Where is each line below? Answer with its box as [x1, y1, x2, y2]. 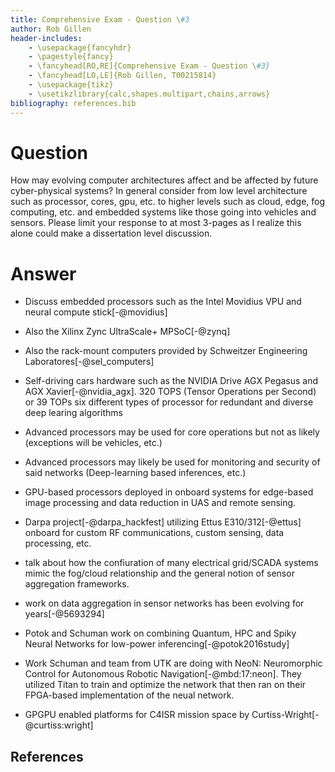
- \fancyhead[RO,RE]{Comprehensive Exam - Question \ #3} [28, 61, 271, 71]
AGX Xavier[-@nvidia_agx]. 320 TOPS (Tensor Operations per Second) [24, 386, 317, 398]
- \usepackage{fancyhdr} [28, 42, 132, 53]
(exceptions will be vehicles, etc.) [24, 437, 163, 449]
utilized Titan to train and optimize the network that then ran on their [24, 679, 307, 691]
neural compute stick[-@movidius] [24, 306, 168, 318]
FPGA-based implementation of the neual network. [24, 689, 235, 701]
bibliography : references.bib [10, 98, 137, 108]
